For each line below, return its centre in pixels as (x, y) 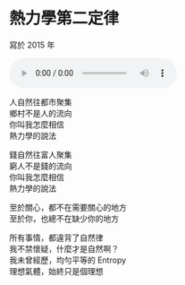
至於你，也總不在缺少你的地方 (64, 218)
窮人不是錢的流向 (41, 166)
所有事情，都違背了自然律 (56, 237)
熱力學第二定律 (64, 18)
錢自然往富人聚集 (41, 154)
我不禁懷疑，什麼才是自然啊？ (64, 248)
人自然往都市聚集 (41, 102)
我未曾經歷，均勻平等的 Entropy (68, 260)
